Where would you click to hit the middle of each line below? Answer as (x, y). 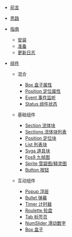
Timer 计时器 (38, 204)
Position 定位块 (41, 138)
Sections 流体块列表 (46, 132)
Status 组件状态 (41, 104)
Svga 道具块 (38, 151)
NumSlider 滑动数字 (46, 223)
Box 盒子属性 (39, 85)
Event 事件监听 (41, 97)
